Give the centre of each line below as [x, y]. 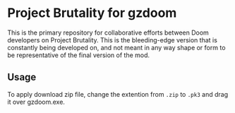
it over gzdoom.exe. [36, 102]
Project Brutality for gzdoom [92, 13]
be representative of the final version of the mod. [79, 55]
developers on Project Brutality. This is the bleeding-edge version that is [112, 40]
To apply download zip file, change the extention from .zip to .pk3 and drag [117, 94]
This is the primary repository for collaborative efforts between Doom [108, 32]
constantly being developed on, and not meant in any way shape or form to [116, 47]
